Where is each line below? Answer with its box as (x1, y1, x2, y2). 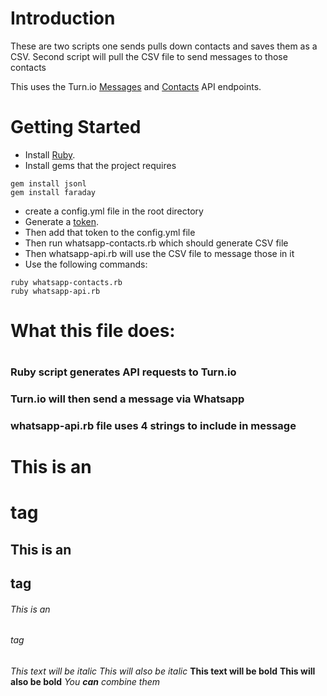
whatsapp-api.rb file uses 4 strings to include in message (10, 419, 297, 433)
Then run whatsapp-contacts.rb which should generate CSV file (24, 237, 289, 249)
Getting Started (10, 116, 142, 139)
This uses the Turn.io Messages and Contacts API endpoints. (10, 80, 262, 92)
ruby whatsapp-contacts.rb (10, 277, 123, 287)
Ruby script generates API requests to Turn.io (10, 365, 237, 379)
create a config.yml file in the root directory (24, 205, 204, 217)
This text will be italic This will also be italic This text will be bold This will (10, 665, 316, 677)
